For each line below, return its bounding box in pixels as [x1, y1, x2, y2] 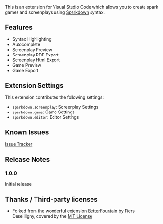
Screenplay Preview [12, 46, 53, 53]
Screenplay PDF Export [12, 52, 59, 57]
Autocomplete [12, 41, 40, 47]
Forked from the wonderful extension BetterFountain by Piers [12, 208, 135, 214]
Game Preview [12, 62, 41, 68]
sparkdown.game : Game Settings [12, 109, 75, 115]
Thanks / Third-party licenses [5, 195, 98, 204]
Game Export [12, 67, 39, 73]
